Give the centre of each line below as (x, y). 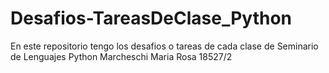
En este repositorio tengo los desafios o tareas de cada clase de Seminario (164, 46)
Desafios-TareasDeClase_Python (151, 18)
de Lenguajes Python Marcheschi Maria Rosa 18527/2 (121, 56)
